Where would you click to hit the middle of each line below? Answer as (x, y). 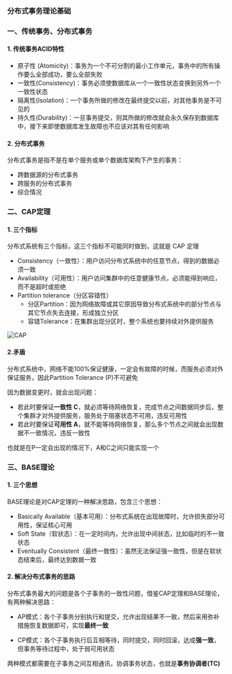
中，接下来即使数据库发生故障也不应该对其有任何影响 (93, 127)
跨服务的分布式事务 (45, 183)
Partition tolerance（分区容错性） (65, 295)
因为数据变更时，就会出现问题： (53, 392)
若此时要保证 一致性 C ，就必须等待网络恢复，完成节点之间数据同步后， (117, 407)
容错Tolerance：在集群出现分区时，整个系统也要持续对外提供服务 (121, 321)
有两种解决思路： (32, 602)
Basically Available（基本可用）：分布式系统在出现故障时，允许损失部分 (118, 516)
